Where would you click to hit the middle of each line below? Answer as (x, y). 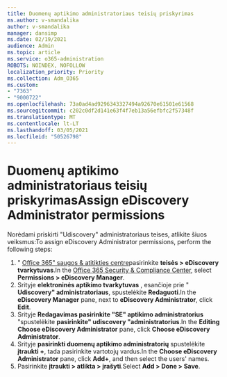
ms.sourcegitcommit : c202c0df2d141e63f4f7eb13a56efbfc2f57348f (101, 111)
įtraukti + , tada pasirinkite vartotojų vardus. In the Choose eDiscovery (117, 351)
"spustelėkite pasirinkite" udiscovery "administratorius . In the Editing (118, 322)
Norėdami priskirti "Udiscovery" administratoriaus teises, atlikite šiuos (107, 234)
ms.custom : (23, 85)
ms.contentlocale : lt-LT (43, 123)
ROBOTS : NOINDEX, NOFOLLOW (46, 65)
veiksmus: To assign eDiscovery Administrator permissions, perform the (109, 242)
